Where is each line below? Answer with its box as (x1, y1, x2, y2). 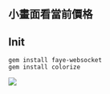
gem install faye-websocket (8, 57, 103, 65)
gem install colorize (8, 63, 81, 72)
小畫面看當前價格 (8, 7, 93, 22)
